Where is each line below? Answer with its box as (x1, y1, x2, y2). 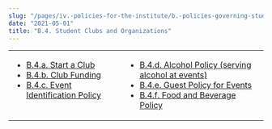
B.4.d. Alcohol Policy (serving (139, 60, 252, 71)
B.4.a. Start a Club (26, 60, 96, 71)
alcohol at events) (139, 69, 208, 81)
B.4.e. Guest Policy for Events (139, 80, 253, 91)
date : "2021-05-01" (8, 19, 74, 27)
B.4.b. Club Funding (26, 69, 101, 81)
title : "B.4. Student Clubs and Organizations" (8, 27, 172, 35)
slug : (8, 11, 27, 20)
